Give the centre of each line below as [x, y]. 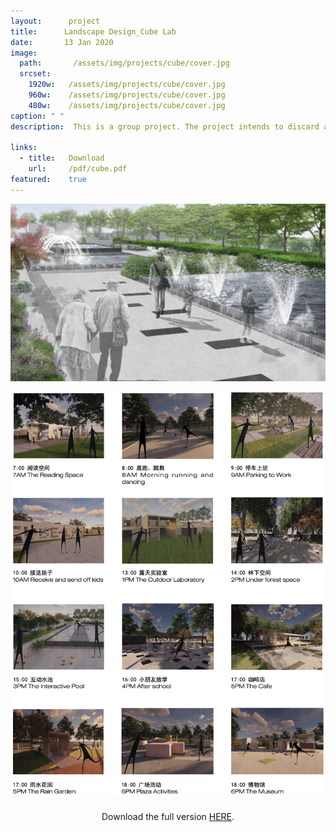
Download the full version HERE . [168, 817]
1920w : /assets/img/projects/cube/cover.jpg [127, 85]
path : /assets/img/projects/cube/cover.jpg [124, 63]
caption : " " [37, 116]
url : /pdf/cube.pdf [78, 169]
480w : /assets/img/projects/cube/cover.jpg [127, 105]
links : [24, 148]
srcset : [35, 74]
